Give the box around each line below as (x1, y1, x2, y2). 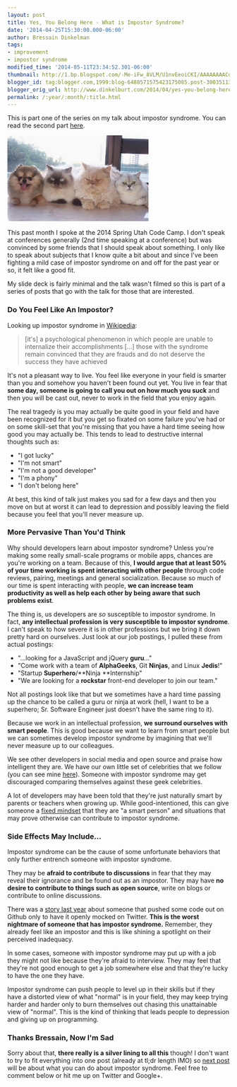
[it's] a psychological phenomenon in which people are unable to (24, 335, 214, 343)
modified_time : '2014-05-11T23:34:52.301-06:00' (7, 64, 153, 71)
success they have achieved (24, 357, 108, 366)
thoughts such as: (7, 437, 60, 446)
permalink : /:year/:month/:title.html (7, 93, 121, 100)
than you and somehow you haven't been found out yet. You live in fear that (7, 379, 228, 387)
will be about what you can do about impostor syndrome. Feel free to (7, 1064, 208, 1072)
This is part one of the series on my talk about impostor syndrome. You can (7, 114, 226, 122)
